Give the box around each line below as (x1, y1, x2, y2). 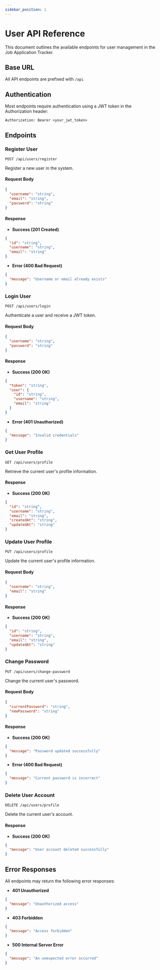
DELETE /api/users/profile (5, 803, 59, 808)
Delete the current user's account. (5, 811, 73, 817)
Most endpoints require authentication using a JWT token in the (5, 103, 132, 109)
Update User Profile (5, 538, 52, 545)
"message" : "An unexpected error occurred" (9, 956, 98, 961)
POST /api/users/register (5, 157, 57, 161)
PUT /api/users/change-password (5, 669, 70, 674)
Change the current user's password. (5, 678, 80, 684)
